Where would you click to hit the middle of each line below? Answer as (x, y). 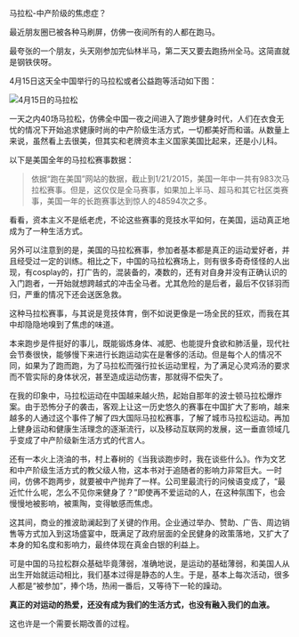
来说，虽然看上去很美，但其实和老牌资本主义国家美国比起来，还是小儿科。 (145, 141)
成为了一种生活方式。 (48, 231)
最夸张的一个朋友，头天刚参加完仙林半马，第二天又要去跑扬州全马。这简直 (145, 51)
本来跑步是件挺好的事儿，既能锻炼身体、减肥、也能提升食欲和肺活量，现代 (145, 343)
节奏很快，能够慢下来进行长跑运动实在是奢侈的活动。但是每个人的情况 (145, 355)
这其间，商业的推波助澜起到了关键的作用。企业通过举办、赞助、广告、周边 (145, 522)
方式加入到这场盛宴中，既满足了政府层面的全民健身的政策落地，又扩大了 (157, 533)
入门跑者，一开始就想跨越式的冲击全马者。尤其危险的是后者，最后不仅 (138, 283)
